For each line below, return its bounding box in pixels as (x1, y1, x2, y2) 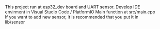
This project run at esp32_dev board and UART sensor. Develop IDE (5, 4, 141, 10)
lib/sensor (5, 19, 25, 25)
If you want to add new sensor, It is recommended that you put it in (5, 14, 139, 19)
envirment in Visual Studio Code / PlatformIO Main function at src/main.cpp (5, 9, 156, 15)
